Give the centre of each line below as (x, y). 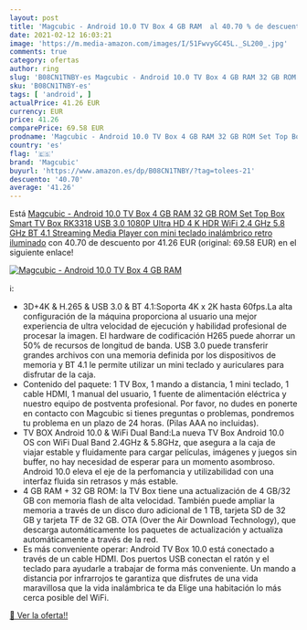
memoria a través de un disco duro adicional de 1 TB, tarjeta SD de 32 (154, 510)
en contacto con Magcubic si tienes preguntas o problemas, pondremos (159, 414)
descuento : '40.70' (47, 179)
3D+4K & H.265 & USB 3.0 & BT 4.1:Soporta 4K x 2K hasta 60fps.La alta (158, 307)
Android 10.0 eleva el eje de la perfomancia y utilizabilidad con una (148, 472)
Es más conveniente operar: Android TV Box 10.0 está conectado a (148, 550)
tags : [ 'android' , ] (51, 94)
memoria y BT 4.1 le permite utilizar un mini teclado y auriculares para (153, 365)
